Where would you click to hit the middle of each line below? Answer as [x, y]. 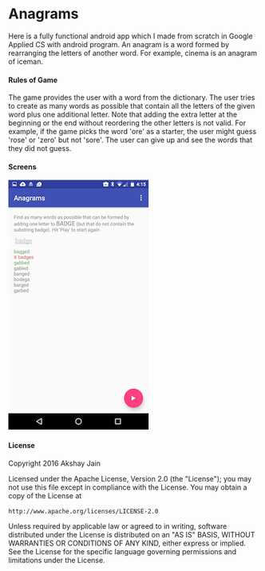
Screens [22, 167]
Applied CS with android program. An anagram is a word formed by [119, 44]
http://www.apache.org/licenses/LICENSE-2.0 [83, 511]
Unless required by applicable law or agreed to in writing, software [118, 526]
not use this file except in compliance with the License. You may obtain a [128, 487]
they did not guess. [40, 149]
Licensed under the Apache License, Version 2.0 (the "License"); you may [130, 478]
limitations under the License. [57, 560]
